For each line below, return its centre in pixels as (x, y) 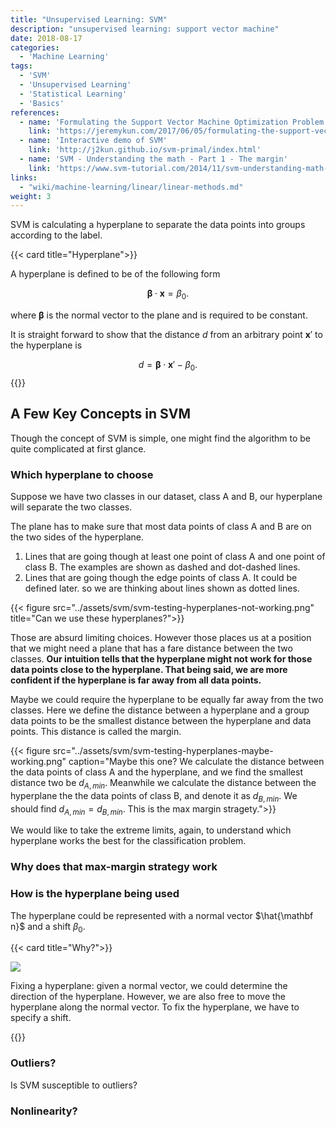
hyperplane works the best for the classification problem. (128, 841)
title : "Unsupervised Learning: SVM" (89, 19)
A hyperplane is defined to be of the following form (115, 274)
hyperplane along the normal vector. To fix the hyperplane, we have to (155, 1007)
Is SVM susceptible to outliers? (74, 1085)
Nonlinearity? (44, 1111)
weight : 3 (31, 196)
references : (35, 112)
